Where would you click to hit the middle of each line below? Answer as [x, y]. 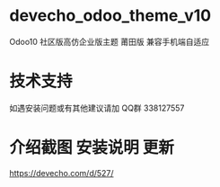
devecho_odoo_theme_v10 [110, 16]
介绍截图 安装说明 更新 [92, 148]
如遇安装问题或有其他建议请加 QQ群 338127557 [97, 108]
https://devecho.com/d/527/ [62, 173]
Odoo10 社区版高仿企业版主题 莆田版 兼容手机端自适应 [109, 41]
